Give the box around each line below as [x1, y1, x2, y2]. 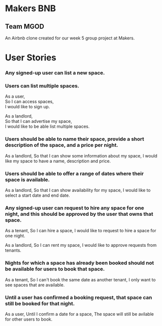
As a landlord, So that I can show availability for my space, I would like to [5, 188, 151, 193]
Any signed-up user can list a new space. [5, 69, 105, 76]
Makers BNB [5, 3, 56, 14]
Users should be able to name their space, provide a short [5, 136, 144, 142]
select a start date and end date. [5, 192, 70, 198]
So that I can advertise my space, [5, 119, 72, 124]
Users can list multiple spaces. [5, 83, 79, 89]
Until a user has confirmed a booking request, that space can [5, 294, 152, 301]
